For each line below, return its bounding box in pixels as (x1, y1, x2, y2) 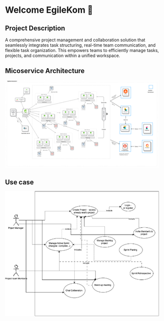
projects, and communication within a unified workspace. (5, 53, 121, 58)
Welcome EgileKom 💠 (5, 4, 93, 16)
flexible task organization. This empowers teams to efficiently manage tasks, (5, 48, 159, 53)
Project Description (5, 24, 65, 32)
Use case (5, 178, 34, 186)
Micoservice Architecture (5, 67, 85, 75)
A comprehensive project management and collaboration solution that (5, 37, 145, 43)
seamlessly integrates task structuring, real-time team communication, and (5, 42, 156, 48)
